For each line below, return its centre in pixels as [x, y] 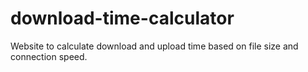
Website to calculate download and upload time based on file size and [154, 46]
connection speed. [49, 56]
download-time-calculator [122, 18]
